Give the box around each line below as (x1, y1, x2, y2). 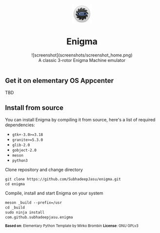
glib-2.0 (12, 142, 30, 147)
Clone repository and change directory (5, 167, 83, 173)
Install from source (5, 104, 64, 112)
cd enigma (5, 181, 25, 186)
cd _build (5, 205, 25, 210)
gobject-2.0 (12, 148, 37, 153)
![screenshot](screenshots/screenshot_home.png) (31, 52, 133, 58)
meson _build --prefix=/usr (5, 200, 62, 205)
